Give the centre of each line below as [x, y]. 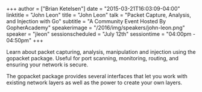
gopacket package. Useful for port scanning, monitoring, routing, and [93, 58]
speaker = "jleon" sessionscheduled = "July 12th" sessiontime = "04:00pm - [101, 34]
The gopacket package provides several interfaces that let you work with [97, 76]
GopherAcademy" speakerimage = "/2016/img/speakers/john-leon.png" [96, 27]
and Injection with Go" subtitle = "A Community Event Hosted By [86, 21]
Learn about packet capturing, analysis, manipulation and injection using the [101, 52]
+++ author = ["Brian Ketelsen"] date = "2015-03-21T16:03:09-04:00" [93, 9]
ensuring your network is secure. [47, 65]
